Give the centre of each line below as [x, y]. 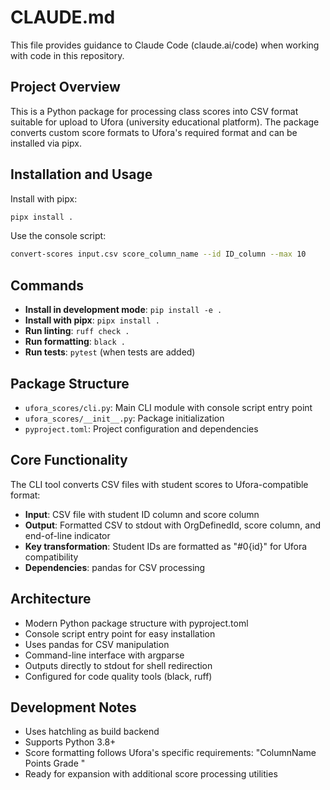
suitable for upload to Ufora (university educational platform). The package [165, 122]
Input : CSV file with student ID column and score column [142, 514]
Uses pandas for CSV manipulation [97, 644]
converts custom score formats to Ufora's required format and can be [154, 132]
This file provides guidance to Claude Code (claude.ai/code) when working [165, 45]
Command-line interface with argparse [104, 655]
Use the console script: [58, 236]
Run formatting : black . [75, 342]
